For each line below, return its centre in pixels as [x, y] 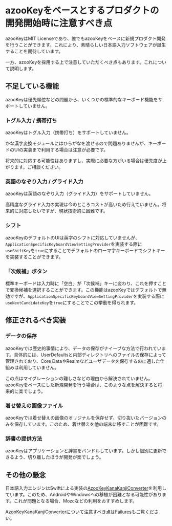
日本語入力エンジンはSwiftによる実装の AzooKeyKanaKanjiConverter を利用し [86, 488]
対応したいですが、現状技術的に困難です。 [63, 211]
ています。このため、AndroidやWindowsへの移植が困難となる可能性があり [84, 495]
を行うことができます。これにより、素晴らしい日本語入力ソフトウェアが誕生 [86, 45]
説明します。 [23, 68]
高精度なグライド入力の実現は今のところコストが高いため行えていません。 [84, 205]
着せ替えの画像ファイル [34, 406]
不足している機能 [32, 86]
